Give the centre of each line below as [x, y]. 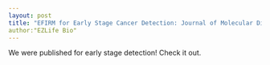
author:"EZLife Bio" [43, 30]
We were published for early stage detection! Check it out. [105, 53]
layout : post [30, 15]
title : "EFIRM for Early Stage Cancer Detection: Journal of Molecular [131, 23]
